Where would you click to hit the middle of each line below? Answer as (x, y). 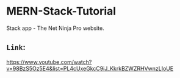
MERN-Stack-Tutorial (61, 11)
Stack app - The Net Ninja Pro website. (56, 28)
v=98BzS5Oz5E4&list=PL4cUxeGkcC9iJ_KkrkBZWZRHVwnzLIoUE (90, 68)
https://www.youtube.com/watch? (49, 62)
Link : (16, 47)
